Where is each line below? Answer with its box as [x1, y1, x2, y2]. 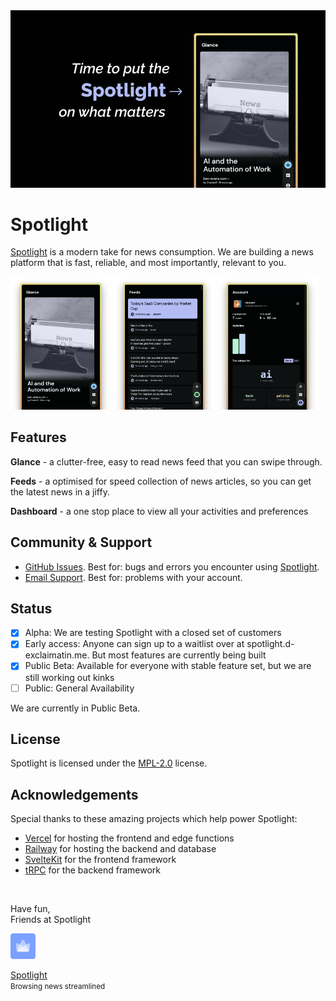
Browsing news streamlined [10, 981, 106, 991]
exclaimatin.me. [24, 649, 90, 661]
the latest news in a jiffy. [10, 485, 110, 498]
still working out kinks [24, 671, 115, 683]
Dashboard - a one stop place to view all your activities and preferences [10, 505, 309, 517]
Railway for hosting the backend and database [24, 843, 217, 855]
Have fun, [10, 903, 51, 915]
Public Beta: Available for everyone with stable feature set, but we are [24, 660, 312, 672]
